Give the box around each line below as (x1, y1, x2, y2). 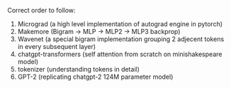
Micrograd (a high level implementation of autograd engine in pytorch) (17, 20, 223, 28)
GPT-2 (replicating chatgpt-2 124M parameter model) (17, 72, 174, 81)
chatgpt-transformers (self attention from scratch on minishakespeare (17, 50, 222, 58)
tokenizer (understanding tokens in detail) (17, 65, 140, 73)
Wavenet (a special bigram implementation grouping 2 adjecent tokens (17, 35, 225, 43)
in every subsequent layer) (17, 43, 96, 50)
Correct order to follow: (7, 6, 76, 14)
